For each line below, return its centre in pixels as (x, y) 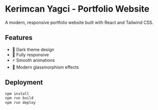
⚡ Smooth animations (33, 60)
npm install (17, 93)
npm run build (19, 98)
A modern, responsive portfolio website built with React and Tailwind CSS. (79, 22)
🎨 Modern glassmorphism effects (45, 67)
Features (19, 38)
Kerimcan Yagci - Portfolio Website (77, 9)
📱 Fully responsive (31, 55)
